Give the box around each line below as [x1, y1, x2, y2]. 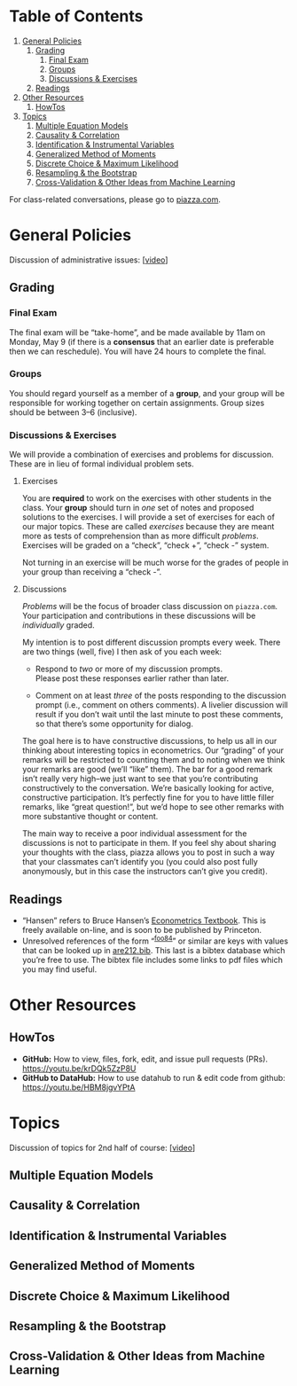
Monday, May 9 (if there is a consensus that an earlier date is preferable [9, 336, 275, 347]
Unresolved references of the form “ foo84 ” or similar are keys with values [21, 934, 289, 946]
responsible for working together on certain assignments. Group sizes [9, 397, 265, 408]
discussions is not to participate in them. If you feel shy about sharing [21, 838, 277, 849]
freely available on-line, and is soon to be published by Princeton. [21, 924, 262, 935]
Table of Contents [9, 6, 144, 27]
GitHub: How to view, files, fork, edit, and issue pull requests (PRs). [21, 1053, 269, 1064]
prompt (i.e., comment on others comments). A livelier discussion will [35, 700, 288, 710]
